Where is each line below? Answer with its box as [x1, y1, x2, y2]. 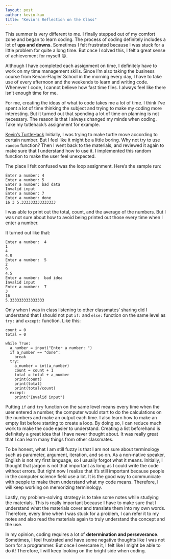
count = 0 [5, 328, 27, 333]
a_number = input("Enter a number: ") [10, 346, 93, 351]
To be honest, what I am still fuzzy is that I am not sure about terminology [5, 446, 160, 453]
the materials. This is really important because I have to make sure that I [5, 500, 157, 506]
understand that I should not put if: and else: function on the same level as [5, 312, 166, 318]
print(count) [14, 377, 42, 382]
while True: [5, 341, 31, 346]
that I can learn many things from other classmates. [5, 436, 114, 443]
